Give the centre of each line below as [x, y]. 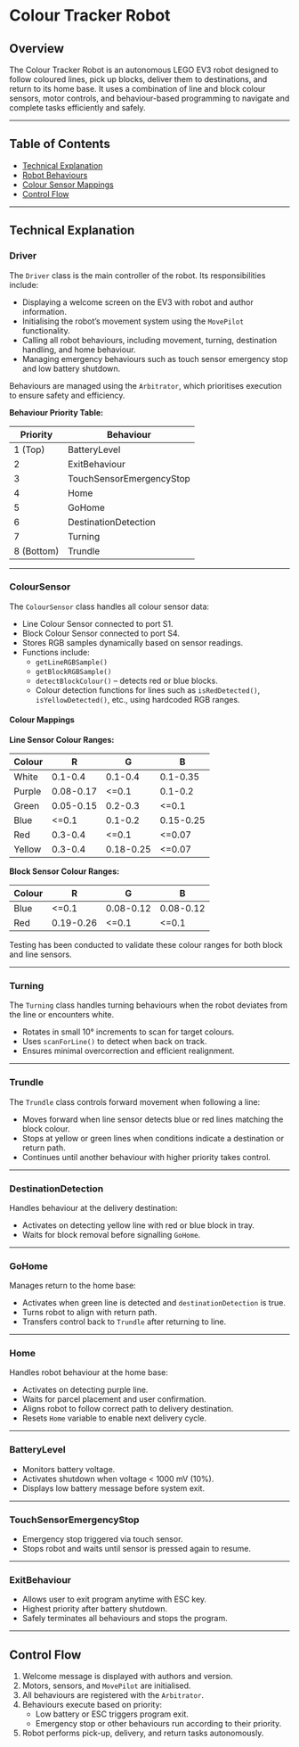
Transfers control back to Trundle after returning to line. [124, 1322]
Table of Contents [60, 144]
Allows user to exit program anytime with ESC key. [114, 1599]
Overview [37, 49]
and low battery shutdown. [71, 368]
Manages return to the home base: [73, 1286]
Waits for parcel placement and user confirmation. [114, 1399]
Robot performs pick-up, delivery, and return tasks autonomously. [143, 1733]
